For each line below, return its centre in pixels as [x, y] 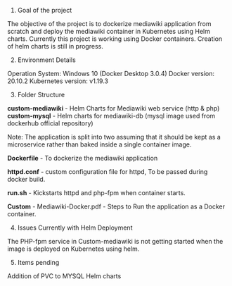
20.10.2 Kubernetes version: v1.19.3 [58, 81]
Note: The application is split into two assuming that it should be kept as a [114, 137]
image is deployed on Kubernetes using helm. [73, 249]
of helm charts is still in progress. [55, 46]
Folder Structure [41, 95]
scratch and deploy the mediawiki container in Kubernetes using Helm [109, 31]
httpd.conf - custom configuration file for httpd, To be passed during [108, 172]
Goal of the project [45, 10]
